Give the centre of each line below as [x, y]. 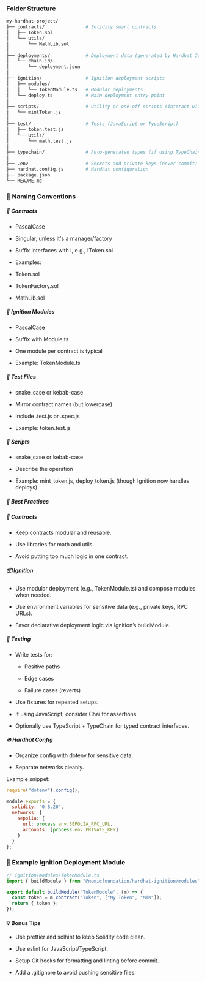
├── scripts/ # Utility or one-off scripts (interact [98, 107]
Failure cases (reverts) [52, 690]
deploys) [26, 488]
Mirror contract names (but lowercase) [64, 404]
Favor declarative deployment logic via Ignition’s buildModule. [93, 625]
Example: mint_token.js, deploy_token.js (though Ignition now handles [102, 481]
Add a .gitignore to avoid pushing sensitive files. [75, 973]
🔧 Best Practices [28, 502]
